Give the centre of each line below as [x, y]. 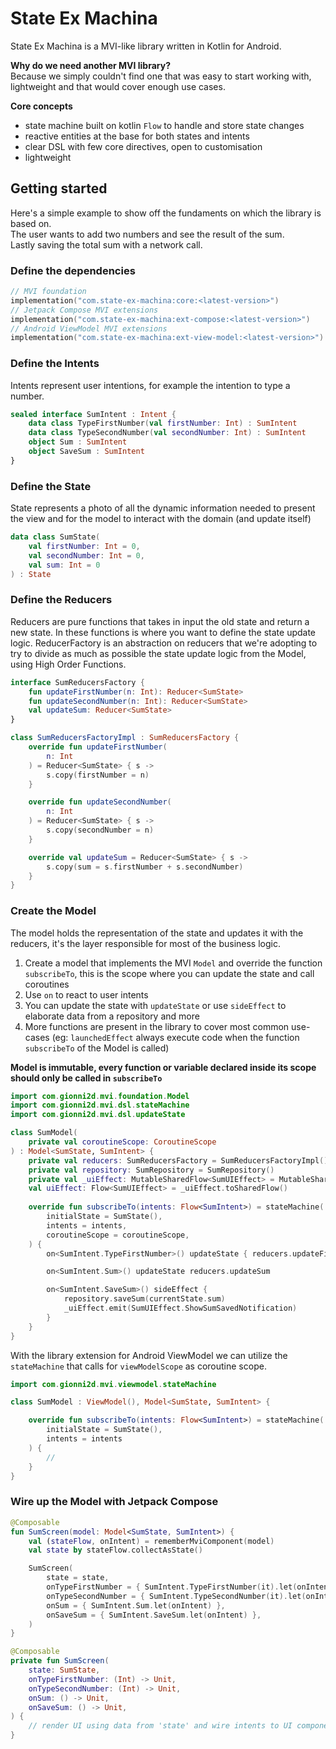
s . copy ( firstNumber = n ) [98, 775]
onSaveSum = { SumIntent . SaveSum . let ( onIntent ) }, [154, 1615]
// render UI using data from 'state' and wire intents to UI [160, 1726]
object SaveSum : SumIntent [86, 452]
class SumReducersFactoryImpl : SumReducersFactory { [125, 738]
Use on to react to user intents [86, 994]
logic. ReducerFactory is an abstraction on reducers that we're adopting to [164, 643]
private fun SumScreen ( [60, 1661]
